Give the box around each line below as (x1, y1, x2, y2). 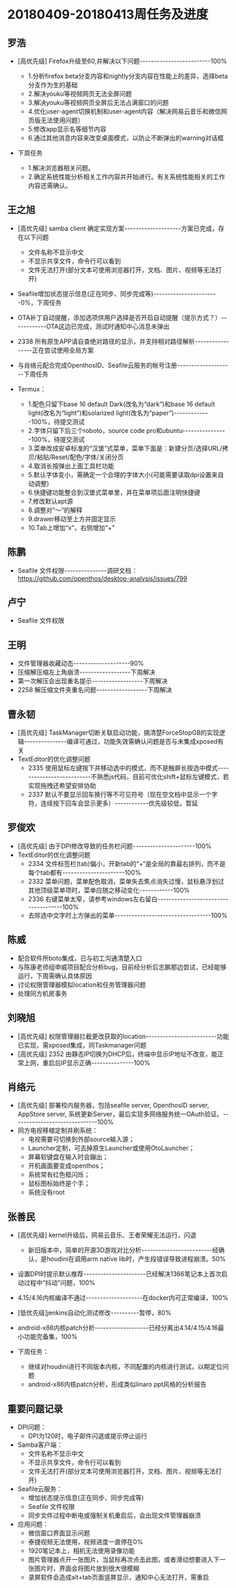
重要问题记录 (7, 1403, 63, 1415)
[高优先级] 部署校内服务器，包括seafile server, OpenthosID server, (17, 1101, 210, 1110)
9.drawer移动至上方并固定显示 (27, 514, 116, 523)
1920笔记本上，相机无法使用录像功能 (27, 1546, 135, 1555)
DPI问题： (17, 1423, 47, 1431)
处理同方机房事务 (17, 989, 68, 997)
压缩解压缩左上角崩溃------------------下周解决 (17, 668, 156, 677)
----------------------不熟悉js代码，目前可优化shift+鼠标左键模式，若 (27, 773, 230, 781)
